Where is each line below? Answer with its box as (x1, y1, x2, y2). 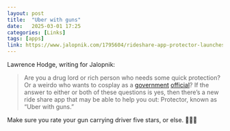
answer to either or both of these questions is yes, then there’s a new (23, 88, 219, 96)
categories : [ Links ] (7, 29, 66, 36)
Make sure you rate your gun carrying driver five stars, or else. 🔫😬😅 (7, 116, 197, 123)
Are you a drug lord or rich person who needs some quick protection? (23, 74, 221, 82)
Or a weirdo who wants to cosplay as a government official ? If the (23, 81, 209, 89)
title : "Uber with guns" (7, 16, 81, 23)
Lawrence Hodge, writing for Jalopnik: (7, 61, 115, 68)
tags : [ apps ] (7, 35, 44, 42)
